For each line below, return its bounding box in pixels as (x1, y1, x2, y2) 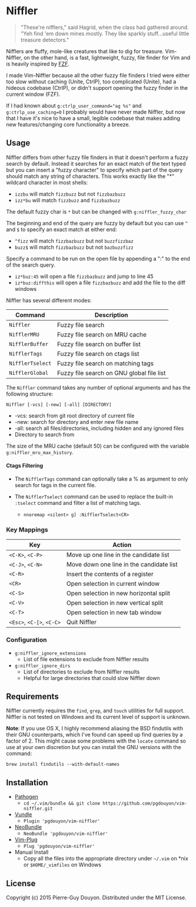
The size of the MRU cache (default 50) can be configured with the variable (6, 442, 190, 449)
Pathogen (14, 793, 38, 801)
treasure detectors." (20, 36, 69, 43)
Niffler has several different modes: (6, 297, 92, 304)
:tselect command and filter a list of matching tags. (14, 499, 141, 506)
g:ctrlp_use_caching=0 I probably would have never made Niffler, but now (6, 108, 185, 115)
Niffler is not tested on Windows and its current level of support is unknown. (6, 714, 191, 721)
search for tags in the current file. (14, 481, 96, 488)
